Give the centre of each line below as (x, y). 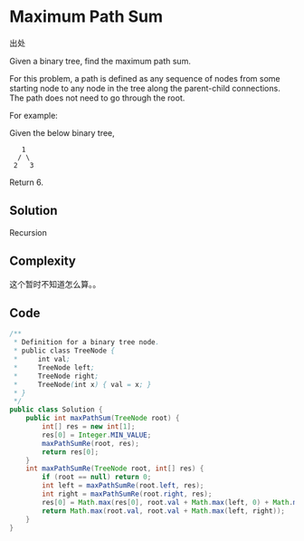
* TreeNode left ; (54, 367)
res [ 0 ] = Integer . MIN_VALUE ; (97, 435)
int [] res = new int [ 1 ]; (89, 427)
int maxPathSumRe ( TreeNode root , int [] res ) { (115, 469)
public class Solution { (56, 410)
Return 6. (26, 182)
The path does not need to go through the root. (97, 98)
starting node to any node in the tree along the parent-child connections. (145, 88)
